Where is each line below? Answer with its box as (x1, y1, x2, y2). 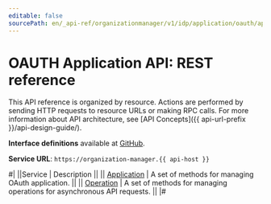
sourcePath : (8, 19, 48, 27)
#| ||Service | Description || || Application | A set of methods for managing (8, 169, 254, 179)
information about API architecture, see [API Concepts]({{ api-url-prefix (8, 114, 246, 124)
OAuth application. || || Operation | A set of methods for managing (8, 178, 227, 188)
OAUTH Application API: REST (8, 54, 214, 72)
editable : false (8, 11, 63, 20)
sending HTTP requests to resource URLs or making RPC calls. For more (8, 106, 249, 116)
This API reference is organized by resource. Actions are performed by (8, 97, 244, 107)
